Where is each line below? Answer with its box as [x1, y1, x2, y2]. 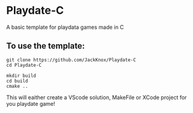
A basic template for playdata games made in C [6, 23, 124, 31]
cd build [6, 78, 28, 84]
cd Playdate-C [6, 62, 42, 68]
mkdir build [6, 73, 36, 79]
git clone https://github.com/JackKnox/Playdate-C [6, 56, 136, 63]
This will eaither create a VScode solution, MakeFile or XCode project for [6, 94, 187, 101]
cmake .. [6, 83, 28, 89]
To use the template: [6, 41, 86, 51]
